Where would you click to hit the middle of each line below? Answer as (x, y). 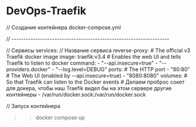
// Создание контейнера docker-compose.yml (64, 27)
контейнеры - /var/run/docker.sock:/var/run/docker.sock (76, 94)
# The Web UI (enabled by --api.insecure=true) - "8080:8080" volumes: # (97, 75)
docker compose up (60, 118)
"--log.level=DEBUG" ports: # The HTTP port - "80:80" (123, 69)
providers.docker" (28, 69)
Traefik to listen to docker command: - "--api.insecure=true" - (82, 63)
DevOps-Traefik (46, 11)
